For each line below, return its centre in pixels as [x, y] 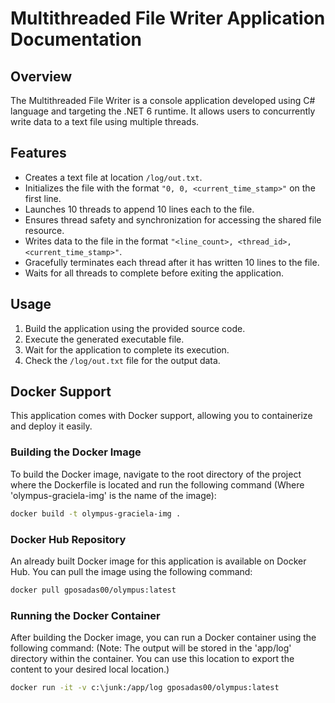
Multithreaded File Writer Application [168, 18]
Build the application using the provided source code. [135, 328]
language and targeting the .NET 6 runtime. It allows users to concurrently [163, 111]
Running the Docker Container [85, 615]
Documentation [76, 39]
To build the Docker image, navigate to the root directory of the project [156, 474]
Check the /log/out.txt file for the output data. [122, 360]
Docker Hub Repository [68, 539]
